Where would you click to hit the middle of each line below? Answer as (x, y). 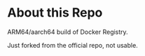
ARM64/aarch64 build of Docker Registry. (68, 32)
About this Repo (55, 13)
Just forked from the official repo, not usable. (72, 45)
